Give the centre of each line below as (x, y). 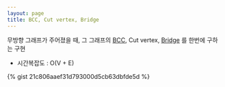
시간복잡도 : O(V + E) (45, 63)
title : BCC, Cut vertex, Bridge (53, 20)
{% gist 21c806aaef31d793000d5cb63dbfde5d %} (79, 76)
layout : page (26, 13)
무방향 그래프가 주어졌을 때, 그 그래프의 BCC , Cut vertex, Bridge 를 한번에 (106, 40)
